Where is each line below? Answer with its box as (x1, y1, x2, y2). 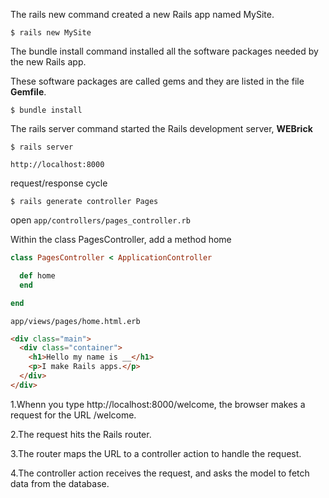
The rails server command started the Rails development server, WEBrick (10, 123, 313, 134)
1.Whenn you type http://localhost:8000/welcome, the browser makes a (10, 398, 306, 410)
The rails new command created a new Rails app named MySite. (10, 9, 275, 20)
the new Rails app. (10, 56, 87, 68)
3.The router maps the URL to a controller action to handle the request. (10, 447, 302, 459)
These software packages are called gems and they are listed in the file (10, 75, 305, 87)
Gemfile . (10, 86, 47, 98)
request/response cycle (10, 177, 108, 189)
